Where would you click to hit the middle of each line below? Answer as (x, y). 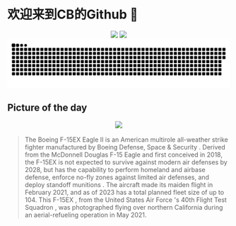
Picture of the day (47, 108)
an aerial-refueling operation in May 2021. (85, 215)
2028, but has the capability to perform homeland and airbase (115, 169)
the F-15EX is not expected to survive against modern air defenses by (126, 162)
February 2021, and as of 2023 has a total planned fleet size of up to (124, 192)
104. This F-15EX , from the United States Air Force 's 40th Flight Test (126, 200)
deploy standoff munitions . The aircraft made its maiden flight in (119, 184)
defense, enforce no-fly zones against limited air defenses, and (117, 177)
